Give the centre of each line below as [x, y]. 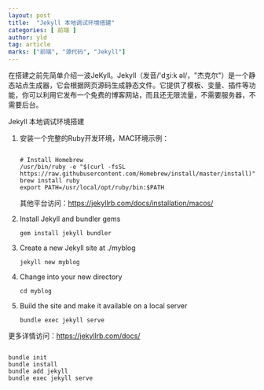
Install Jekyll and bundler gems [70, 219]
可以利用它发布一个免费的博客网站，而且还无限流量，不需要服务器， [139, 95]
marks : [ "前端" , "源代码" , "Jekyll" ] [67, 52]
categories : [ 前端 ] [42, 30]
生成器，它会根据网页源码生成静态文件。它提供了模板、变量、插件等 [139, 85]
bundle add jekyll [38, 371]
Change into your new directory [71, 277]
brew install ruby [49, 181]
